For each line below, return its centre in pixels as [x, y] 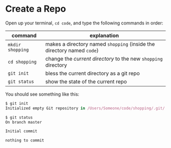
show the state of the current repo [86, 81]
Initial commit [21, 131]
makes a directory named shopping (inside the [100, 44]
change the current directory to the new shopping [104, 58]
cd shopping [22, 62]
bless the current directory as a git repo [92, 73]
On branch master [24, 122]
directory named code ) [72, 50]
